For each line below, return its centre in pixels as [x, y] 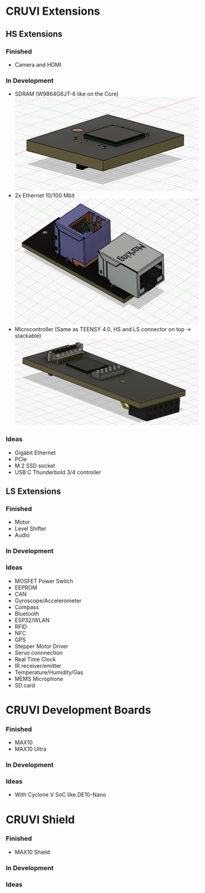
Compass [27, 607]
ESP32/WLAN [32, 620]
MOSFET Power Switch [44, 581]
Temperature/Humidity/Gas [49, 672]
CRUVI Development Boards [78, 710]
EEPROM [26, 588]
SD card [25, 685]
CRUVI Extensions [53, 11]
